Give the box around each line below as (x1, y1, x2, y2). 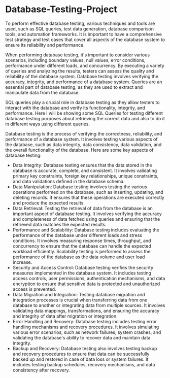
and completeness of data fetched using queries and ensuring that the (12, 216, 160, 222)
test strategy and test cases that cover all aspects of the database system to (5, 37, 165, 43)
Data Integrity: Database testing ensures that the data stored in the (12, 162, 152, 168)
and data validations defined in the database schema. (12, 178, 125, 184)
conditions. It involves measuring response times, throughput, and (12, 237, 151, 244)
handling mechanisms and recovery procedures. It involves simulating (12, 324, 159, 330)
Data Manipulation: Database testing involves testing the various (12, 184, 147, 190)
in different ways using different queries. (5, 121, 90, 127)
